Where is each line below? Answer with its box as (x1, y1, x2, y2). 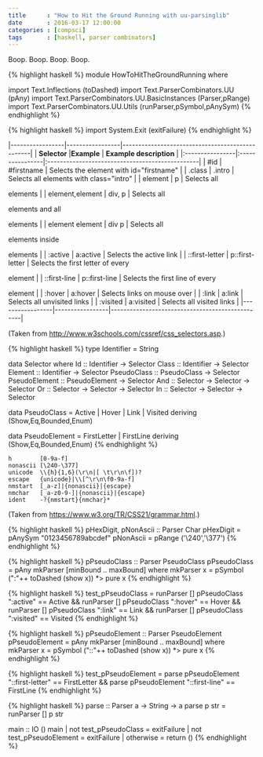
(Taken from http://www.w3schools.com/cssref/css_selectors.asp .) (8, 329, 226, 338)
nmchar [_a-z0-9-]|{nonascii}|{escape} (8, 490, 146, 497)
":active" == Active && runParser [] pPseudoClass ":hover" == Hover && (8, 597, 241, 606)
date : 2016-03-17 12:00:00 (8, 19, 122, 27)
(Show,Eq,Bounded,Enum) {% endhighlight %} (8, 440, 159, 449)
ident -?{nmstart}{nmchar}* (8, 496, 111, 504)
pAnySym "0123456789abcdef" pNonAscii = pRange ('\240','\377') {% (8, 533, 237, 543)
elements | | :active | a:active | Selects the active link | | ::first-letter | (8, 250, 229, 260)
